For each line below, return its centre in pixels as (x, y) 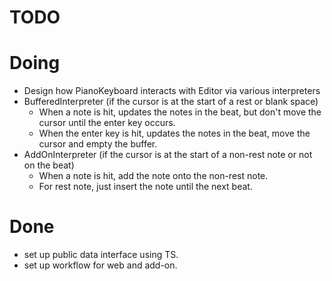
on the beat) (49, 165)
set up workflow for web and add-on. (100, 265)
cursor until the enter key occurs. (107, 123)
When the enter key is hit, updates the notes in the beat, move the (174, 133)
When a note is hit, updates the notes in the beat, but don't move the (180, 112)
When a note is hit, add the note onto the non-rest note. (153, 176)
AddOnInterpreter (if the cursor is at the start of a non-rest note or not (168, 155)
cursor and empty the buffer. (98, 144)
